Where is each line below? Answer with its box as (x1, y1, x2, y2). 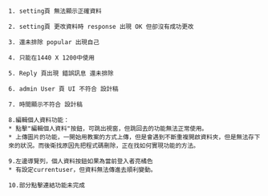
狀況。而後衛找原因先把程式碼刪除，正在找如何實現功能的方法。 (19, 142, 200, 150)
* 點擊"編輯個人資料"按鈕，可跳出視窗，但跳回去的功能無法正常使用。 (8, 125, 209, 133)
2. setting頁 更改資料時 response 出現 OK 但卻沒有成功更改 (8, 22, 194, 31)
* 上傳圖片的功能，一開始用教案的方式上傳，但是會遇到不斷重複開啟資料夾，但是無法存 (8, 133, 254, 141)
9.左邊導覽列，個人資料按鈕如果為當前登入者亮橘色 (8, 157, 153, 165)
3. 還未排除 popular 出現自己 (8, 39, 100, 47)
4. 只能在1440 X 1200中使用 (8, 54, 95, 62)
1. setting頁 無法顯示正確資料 (8, 7, 102, 15)
